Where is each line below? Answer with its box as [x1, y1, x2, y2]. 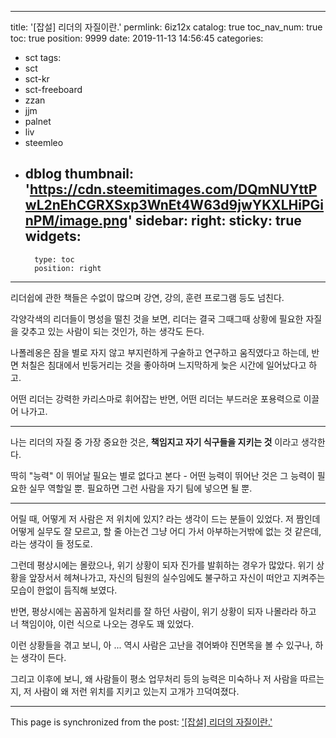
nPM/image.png [24, 212, 128, 230]
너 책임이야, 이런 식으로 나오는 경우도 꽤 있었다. [10, 617, 195, 630]
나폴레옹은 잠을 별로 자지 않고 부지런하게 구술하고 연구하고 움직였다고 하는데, [10, 346, 310, 358]
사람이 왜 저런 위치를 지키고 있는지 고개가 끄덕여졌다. [33, 685, 240, 697]
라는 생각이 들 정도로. [10, 537, 93, 550]
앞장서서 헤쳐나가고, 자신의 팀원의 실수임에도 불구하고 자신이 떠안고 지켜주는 [28, 571, 326, 583]
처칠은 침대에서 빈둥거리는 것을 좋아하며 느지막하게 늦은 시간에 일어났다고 [20, 359, 307, 371]
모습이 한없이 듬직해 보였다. [10, 584, 118, 596]
